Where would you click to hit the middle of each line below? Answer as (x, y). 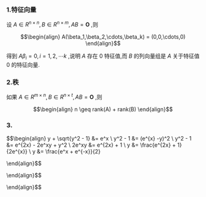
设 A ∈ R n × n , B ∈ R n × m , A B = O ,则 (52, 24)
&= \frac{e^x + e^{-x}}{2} (69, 151)
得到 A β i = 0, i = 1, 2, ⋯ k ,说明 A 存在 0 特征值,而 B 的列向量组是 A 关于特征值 (103, 56)
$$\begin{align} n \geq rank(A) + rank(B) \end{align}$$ (103, 109)
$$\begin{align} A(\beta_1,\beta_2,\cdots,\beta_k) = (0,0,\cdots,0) (103, 37)
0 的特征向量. (23, 64)
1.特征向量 (21, 9)
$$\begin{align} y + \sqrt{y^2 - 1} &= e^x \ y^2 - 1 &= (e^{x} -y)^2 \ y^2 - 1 (99, 138)
